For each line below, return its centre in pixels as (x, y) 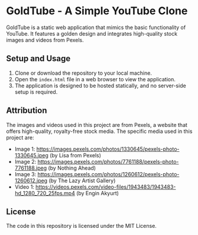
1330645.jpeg (32, 155)
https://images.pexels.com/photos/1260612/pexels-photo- (108, 174)
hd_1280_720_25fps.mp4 (45, 193)
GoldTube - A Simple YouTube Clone (97, 11)
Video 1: (24, 187)
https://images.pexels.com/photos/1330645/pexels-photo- (108, 149)
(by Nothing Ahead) (72, 168)
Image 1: (25, 149)
